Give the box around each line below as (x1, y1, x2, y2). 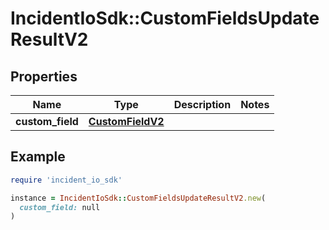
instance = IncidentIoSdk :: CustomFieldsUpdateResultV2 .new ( (10, 193, 267, 203)
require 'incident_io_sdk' (10, 175, 123, 185)
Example (10, 148, 66, 166)
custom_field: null (19, 202, 101, 212)
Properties (10, 68, 78, 85)
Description (173, 98, 232, 111)
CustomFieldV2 (88, 115, 165, 128)
